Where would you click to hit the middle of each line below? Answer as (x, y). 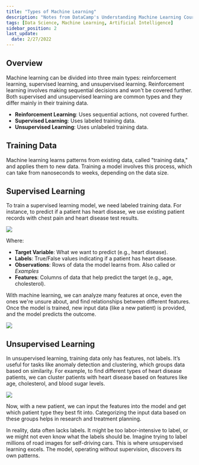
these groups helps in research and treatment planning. (74, 419)
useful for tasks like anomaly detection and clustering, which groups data (96, 365)
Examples (27, 271)
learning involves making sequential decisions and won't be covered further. (99, 90)
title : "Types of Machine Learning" (51, 12)
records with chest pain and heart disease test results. (73, 218)
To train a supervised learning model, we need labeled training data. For (94, 205)
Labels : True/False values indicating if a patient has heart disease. (96, 258)
